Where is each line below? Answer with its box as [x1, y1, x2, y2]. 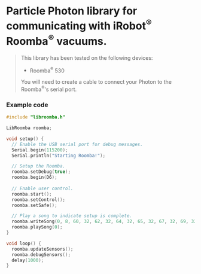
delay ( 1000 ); [11, 257, 44, 263]
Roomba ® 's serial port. [20, 85, 77, 93]
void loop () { [6, 240, 42, 246]
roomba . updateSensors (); [11, 246, 74, 252]
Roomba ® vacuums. [6, 32, 107, 48]
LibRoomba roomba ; [6, 125, 52, 131]
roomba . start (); [11, 191, 52, 197]
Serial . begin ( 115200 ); [11, 147, 68, 153]
